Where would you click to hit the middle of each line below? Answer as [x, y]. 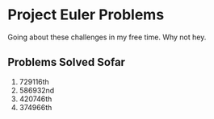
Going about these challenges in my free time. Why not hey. [107, 37]
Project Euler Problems [86, 15]
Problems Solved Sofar [67, 62]
